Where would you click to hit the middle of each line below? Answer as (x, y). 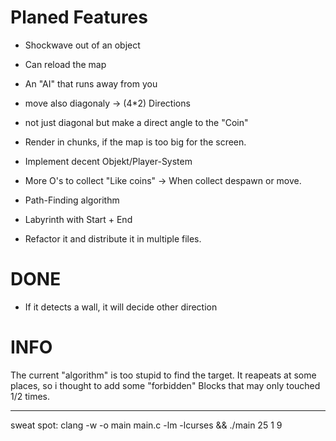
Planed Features (79, 17)
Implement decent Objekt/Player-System (108, 161)
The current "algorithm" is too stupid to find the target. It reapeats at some (163, 375)
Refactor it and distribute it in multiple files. (113, 238)
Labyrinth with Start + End (78, 219)
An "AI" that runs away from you (91, 83)
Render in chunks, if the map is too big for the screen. (135, 142)
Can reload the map (65, 64)
